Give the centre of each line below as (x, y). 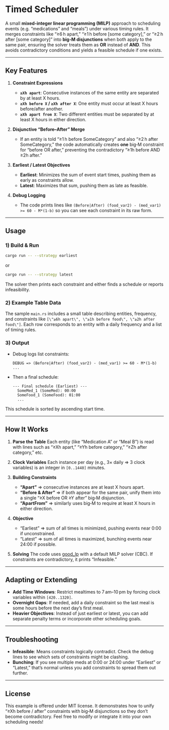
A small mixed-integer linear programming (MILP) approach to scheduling (83, 23)
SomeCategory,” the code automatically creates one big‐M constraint (92, 144)
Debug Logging (29, 195)
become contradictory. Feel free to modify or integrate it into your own (78, 717)
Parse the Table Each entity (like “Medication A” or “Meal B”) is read (83, 441)
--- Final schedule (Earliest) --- (50, 386)
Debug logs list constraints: (41, 354)
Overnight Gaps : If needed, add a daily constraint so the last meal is (83, 603)
